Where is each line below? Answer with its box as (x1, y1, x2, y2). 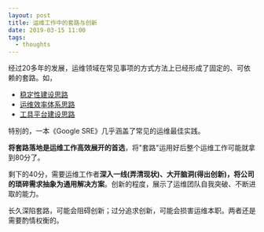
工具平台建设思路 (19, 109, 75, 119)
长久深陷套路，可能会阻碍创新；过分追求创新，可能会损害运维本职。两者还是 (8, 206, 256, 215)
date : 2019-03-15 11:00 (8, 26, 86, 34)
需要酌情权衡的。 (8, 215, 64, 225)
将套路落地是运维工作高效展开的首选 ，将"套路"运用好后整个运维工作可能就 (8, 143, 249, 153)
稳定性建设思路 (19, 90, 68, 99)
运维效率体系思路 (19, 100, 75, 109)
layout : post (8, 11, 51, 20)
